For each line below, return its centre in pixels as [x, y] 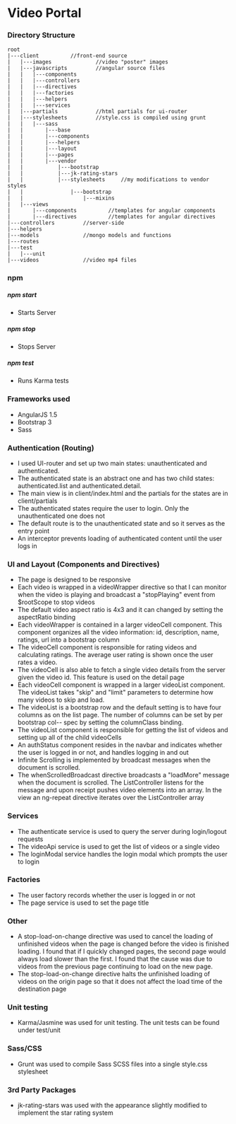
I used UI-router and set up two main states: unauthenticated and [112, 463]
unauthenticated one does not [61, 516]
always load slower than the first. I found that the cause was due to [115, 959]
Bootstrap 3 [35, 422]
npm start [22, 295]
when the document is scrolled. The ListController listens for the [111, 782]
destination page [42, 989]
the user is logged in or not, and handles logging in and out [103, 753]
